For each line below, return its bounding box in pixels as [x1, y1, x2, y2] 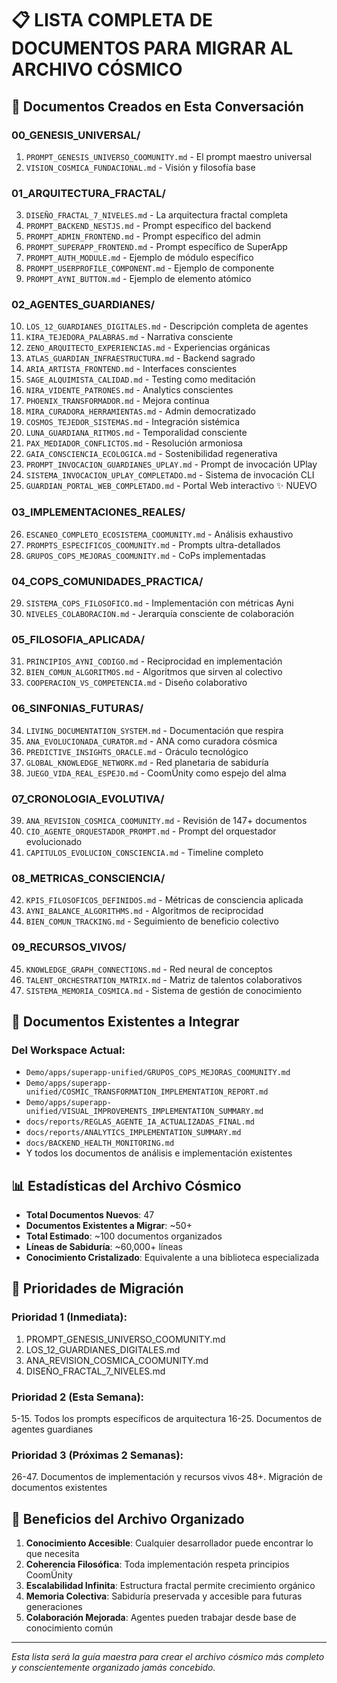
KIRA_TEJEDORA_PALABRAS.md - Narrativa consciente [25, 331, 234, 343]
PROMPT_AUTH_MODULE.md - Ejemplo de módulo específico [25, 252, 254, 264]
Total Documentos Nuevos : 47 [25, 1209, 155, 1221]
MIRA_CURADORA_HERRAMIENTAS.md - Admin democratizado [25, 405, 256, 417]
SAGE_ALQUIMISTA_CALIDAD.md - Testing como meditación [25, 373, 256, 386]
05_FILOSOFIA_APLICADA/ [11, 632, 146, 646]
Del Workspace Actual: [11, 1043, 126, 1057]
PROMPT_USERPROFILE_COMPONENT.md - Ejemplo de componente [25, 262, 275, 274]
